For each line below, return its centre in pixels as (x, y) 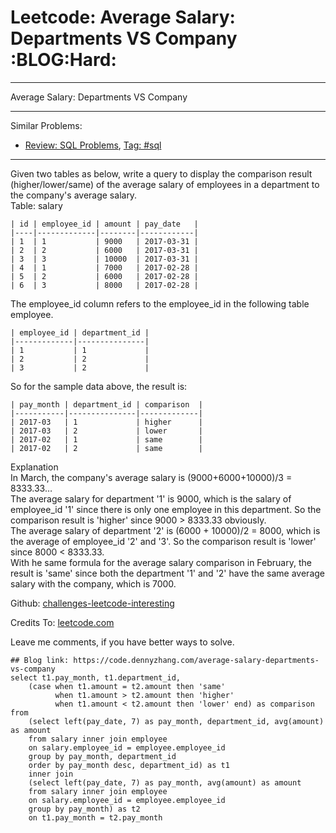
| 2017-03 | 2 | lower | (106, 431)
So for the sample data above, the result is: (99, 386)
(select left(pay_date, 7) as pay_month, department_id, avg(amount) (176, 721)
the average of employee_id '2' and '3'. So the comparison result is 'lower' (163, 541)
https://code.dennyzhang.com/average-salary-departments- (196, 660)
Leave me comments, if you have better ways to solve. (122, 642)
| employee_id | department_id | (80, 332)
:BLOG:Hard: (63, 60)
